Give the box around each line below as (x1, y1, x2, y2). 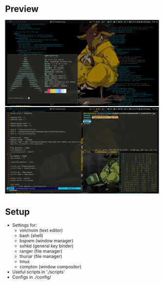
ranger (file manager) (19, 248, 62, 254)
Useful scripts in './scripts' (12, 269, 65, 275)
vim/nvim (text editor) (19, 227, 63, 233)
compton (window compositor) (19, 264, 82, 270)
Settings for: (12, 222, 38, 228)
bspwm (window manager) (19, 238, 74, 244)
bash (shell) (19, 233, 43, 239)
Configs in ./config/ (12, 274, 51, 280)
